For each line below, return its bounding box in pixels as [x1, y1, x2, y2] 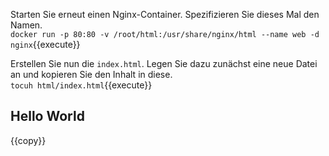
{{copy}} [10, 134, 47, 146]
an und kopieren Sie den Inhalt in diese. [10, 69, 173, 80]
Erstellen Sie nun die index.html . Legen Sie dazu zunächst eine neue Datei [10, 58, 318, 69]
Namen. [10, 19, 43, 31]
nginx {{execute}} [10, 39, 81, 50]
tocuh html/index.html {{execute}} [10, 79, 153, 91]
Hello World [10, 108, 85, 125]
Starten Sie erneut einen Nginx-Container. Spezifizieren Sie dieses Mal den [10, 9, 320, 20]
